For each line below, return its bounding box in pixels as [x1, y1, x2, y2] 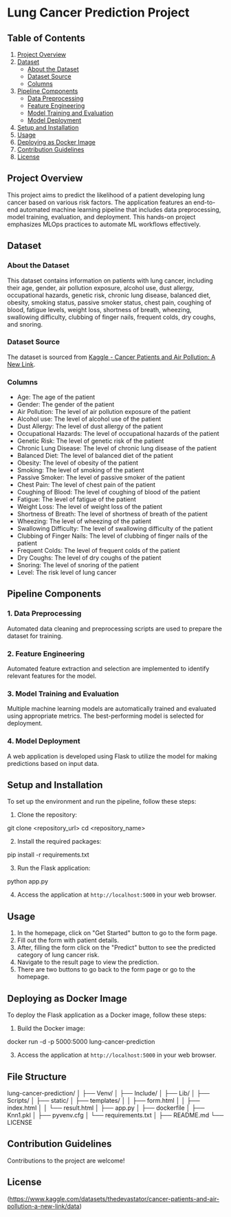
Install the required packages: [16, 837, 102, 846]
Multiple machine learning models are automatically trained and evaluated [7, 705, 217, 713]
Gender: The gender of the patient [16, 400, 115, 408]
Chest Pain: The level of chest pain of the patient [16, 481, 156, 489]
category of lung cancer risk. [16, 951, 100, 959]
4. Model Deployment [7, 736, 80, 746]
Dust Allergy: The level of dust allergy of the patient [16, 422, 164, 430]
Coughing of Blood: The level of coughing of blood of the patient [16, 488, 201, 496]
